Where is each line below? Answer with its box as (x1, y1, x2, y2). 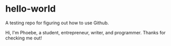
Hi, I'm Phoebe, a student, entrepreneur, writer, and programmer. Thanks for (5, 29, 166, 35)
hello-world (5, 3, 56, 15)
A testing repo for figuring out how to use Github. (5, 20, 109, 26)
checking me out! (5, 35, 42, 41)
